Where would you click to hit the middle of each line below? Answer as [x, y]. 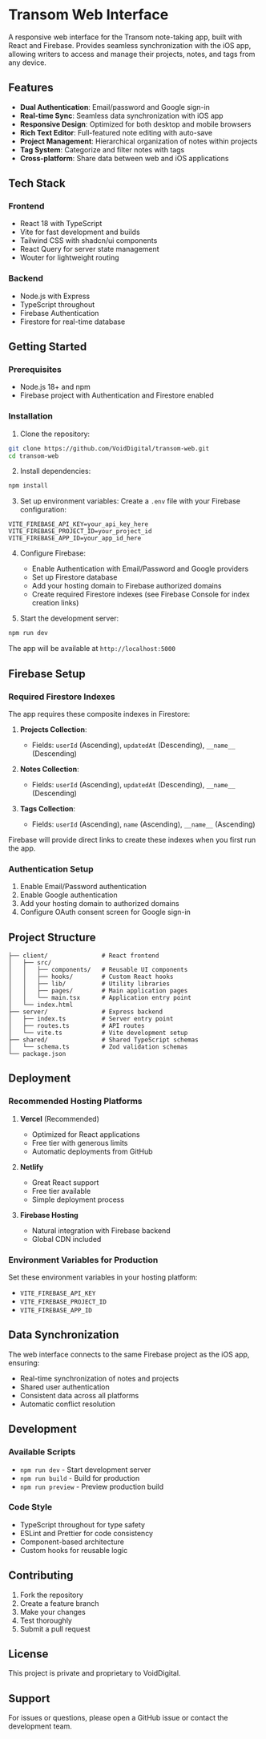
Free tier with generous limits [80, 1142]
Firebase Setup [47, 674]
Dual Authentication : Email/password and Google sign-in [115, 107]
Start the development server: [69, 618]
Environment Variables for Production [83, 1260]
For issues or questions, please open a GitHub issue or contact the [118, 1718]
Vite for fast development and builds [80, 232]
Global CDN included [66, 1239]
